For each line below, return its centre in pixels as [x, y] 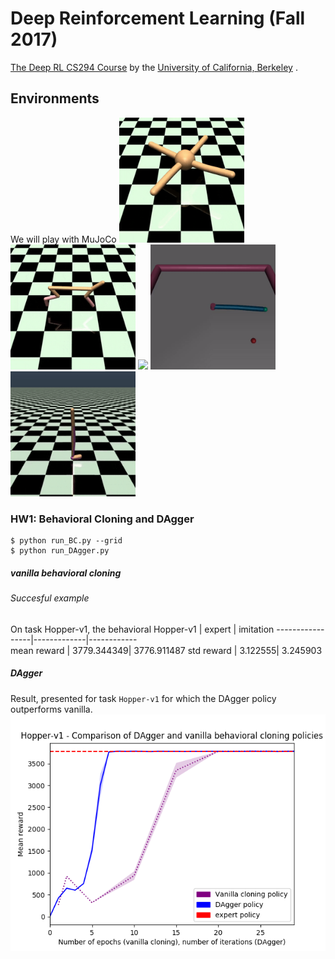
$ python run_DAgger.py [60, 551]
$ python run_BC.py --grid [66, 541]
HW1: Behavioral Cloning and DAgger [102, 519]
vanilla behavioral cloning [66, 573]
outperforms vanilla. [51, 709]
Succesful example [50, 598]
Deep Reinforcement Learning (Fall [158, 18]
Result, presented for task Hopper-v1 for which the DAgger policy [143, 698]
